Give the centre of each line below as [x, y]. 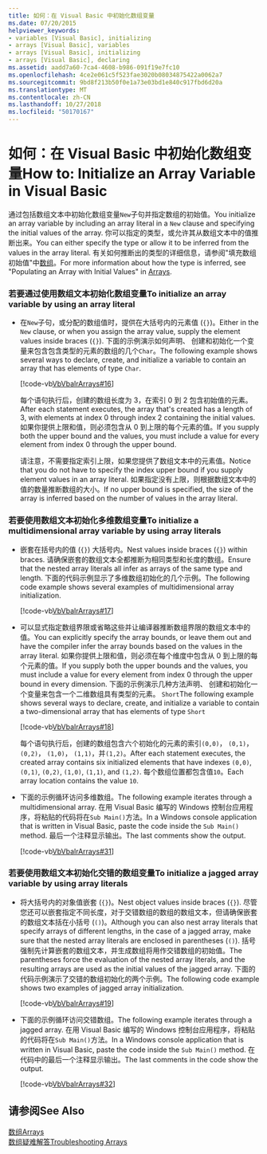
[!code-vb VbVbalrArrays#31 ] [67, 851]
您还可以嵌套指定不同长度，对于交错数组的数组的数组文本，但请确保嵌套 [138, 912]
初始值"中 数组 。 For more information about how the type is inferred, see [127, 262]
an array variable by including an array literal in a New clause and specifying [132, 223]
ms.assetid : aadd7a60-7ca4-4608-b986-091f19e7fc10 [94, 68]
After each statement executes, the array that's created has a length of [136, 409]
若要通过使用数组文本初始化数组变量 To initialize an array [118, 293]
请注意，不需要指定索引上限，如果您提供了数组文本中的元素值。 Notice [135, 461]
